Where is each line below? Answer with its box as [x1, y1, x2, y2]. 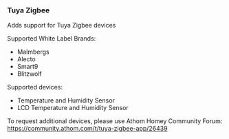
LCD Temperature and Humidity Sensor [17, 104, 129, 112]
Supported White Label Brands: [7, 34, 96, 43]
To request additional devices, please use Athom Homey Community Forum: [7, 117, 223, 125]
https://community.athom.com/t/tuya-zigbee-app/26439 [7, 125, 168, 133]
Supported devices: [7, 83, 63, 92]
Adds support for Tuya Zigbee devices [7, 21, 116, 30]
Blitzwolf [17, 69, 43, 78]
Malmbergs [17, 47, 50, 56]
